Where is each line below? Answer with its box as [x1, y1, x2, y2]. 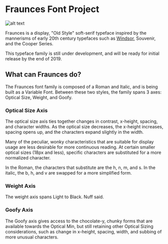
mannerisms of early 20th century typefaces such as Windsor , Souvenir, [5, 35, 156, 41]
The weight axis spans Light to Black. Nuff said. [5, 194, 104, 200]
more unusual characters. [5, 234, 59, 240]
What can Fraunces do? [5, 70, 82, 79]
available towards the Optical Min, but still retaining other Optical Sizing [5, 223, 154, 229]
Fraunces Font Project [5, 4, 99, 15]
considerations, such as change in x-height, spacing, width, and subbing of [5, 228, 162, 234]
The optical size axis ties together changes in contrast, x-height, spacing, [5, 118, 158, 124]
